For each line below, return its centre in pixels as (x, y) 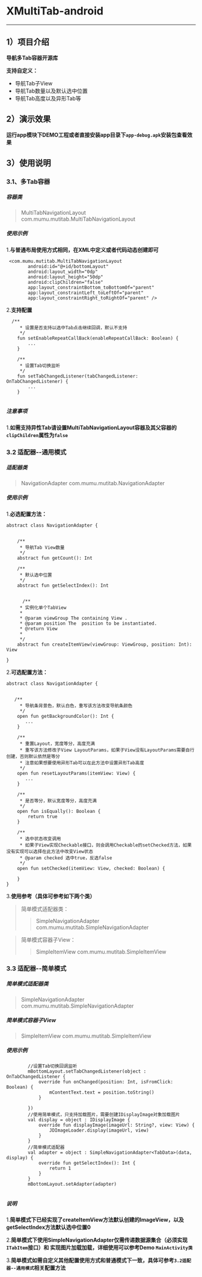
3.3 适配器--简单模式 (36, 968)
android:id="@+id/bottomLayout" (69, 266)
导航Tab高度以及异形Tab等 (48, 98)
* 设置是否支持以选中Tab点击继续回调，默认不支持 (73, 328)
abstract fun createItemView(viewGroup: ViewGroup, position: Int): (105, 645)
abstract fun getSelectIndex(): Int (63, 585)
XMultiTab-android (55, 11)
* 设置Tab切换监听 (40, 366)
